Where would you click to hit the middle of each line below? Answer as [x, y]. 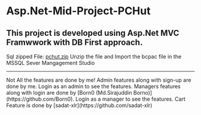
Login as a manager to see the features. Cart [130, 99]
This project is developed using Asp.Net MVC [93, 33]
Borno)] [143, 93]
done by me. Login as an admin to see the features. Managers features [93, 86]
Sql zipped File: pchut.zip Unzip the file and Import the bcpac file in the [94, 57]
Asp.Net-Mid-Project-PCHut [78, 11]
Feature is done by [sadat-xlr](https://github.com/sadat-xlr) [79, 105]
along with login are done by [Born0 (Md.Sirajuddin [69, 93]
